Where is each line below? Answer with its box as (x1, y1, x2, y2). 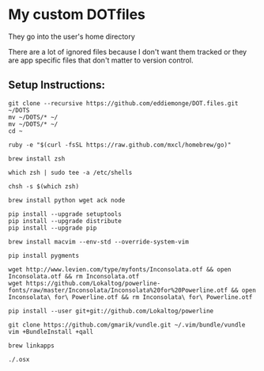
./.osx (8, 355, 30, 363)
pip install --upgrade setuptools (8, 210, 123, 218)
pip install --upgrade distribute (8, 217, 123, 225)
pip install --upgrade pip (8, 224, 97, 232)
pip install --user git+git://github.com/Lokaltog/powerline (8, 307, 214, 315)
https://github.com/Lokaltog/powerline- (25, 279, 160, 287)
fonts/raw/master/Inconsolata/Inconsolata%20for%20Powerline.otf (8, 286, 228, 294)
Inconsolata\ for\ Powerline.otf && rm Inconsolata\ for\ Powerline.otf (8, 293, 253, 301)
